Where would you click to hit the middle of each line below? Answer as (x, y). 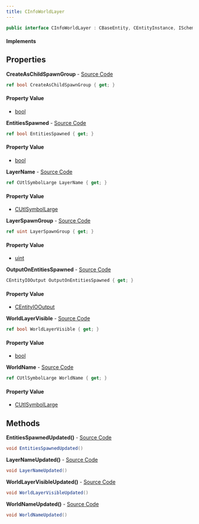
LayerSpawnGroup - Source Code (48, 221)
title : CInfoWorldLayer (36, 12)
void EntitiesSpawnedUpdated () (45, 449)
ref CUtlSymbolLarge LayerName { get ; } (57, 183)
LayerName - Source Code (39, 172)
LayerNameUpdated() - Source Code (52, 460)
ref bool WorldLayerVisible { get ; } (53, 329)
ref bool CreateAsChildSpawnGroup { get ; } (61, 85)
